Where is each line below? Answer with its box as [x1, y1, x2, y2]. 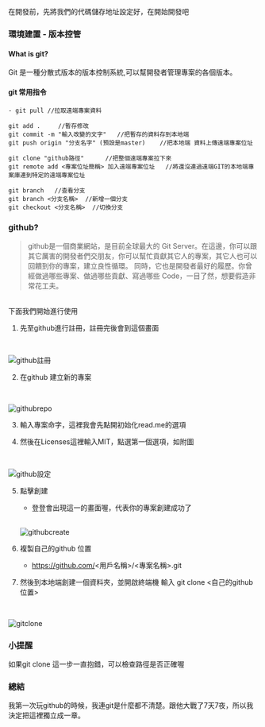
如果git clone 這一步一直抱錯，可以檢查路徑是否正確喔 [8, 659, 185, 669]
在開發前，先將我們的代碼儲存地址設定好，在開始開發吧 [8, 7, 189, 16]
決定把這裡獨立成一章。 [8, 710, 85, 721]
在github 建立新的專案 [19, 372, 92, 381]
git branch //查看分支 [8, 187, 86, 195]
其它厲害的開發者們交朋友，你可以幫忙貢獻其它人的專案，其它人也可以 [27, 251, 258, 261]
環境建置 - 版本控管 [8, 29, 82, 40]
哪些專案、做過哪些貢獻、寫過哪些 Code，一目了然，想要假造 [48, 271, 250, 280]
